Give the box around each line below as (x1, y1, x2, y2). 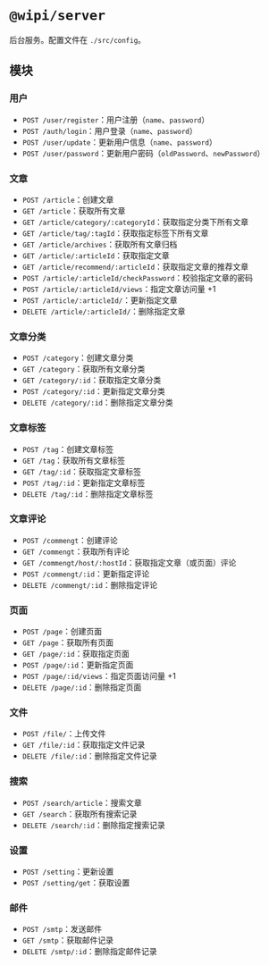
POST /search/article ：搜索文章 (21, 797, 142, 808)
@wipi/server (9, 7, 105, 24)
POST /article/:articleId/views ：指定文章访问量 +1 (21, 283, 216, 294)
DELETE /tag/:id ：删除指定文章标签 (21, 488, 154, 499)
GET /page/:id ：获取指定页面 (21, 649, 130, 659)
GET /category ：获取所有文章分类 (21, 364, 146, 374)
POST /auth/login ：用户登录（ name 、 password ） (21, 125, 198, 136)
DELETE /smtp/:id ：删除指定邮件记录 (21, 946, 158, 957)
